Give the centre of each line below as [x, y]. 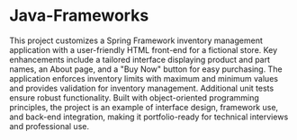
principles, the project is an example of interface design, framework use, [144, 107]
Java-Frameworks [79, 16]
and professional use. [49, 126]
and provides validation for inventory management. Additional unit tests [142, 88]
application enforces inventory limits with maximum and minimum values [144, 78]
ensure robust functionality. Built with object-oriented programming [134, 97]
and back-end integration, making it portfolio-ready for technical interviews [149, 117]
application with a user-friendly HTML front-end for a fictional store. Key [144, 49]
